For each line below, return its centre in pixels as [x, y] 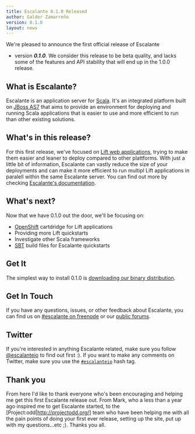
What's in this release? [49, 138]
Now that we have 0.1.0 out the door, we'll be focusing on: [75, 215]
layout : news [22, 28]
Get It [16, 264]
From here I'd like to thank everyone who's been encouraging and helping [95, 394]
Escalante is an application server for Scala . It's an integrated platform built [96, 101]
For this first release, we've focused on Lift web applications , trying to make [97, 151]
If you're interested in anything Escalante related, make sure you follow [91, 349]
